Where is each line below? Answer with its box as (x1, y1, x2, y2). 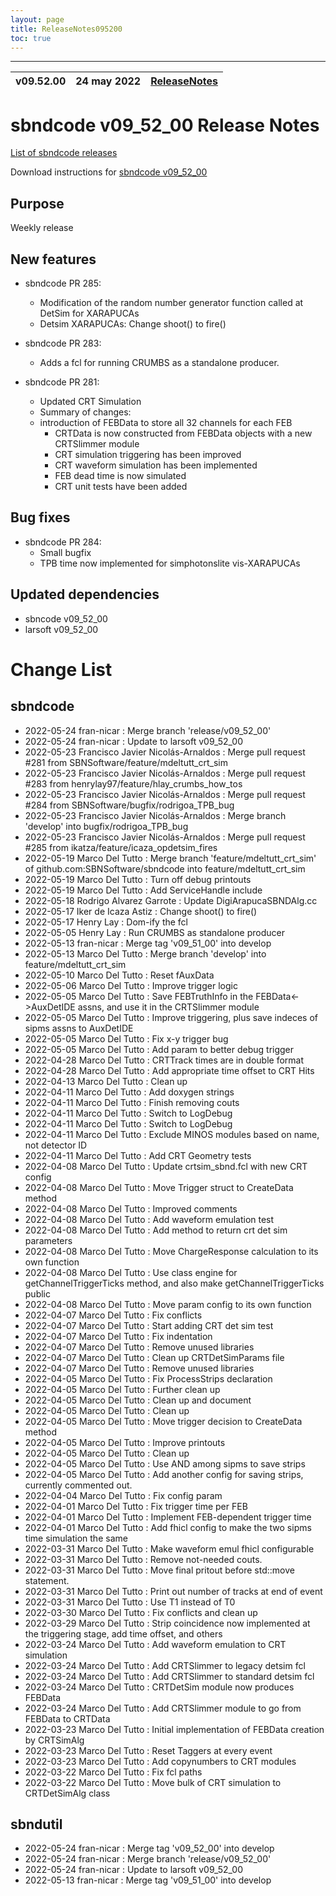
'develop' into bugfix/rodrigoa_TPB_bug (24, 820, 189, 832)
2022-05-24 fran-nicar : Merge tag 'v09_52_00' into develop (24, 1842, 275, 1855)
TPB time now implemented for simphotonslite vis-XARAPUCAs (39, 557, 301, 569)
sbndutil (10, 1816, 63, 1833)
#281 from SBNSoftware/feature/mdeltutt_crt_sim (24, 756, 228, 768)
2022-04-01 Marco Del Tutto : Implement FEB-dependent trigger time (24, 1511, 312, 1523)
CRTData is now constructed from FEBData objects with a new (54, 427, 313, 439)
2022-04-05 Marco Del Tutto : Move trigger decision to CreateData (24, 1415, 303, 1427)
